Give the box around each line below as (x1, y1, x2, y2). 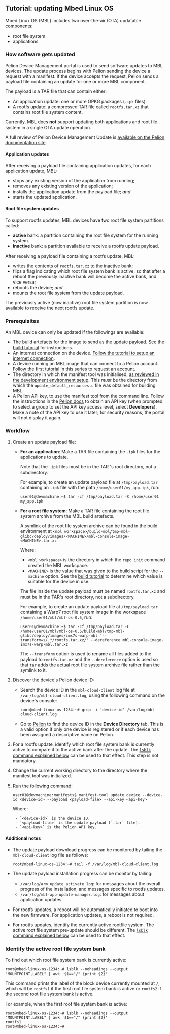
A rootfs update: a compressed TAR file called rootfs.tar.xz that (12, 104, 149, 110)
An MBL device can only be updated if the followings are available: (5, 329, 145, 335)
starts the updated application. (12, 194, 77, 200)
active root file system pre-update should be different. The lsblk (12, 927, 148, 933)
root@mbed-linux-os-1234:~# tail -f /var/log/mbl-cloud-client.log (12, 862, 158, 867)
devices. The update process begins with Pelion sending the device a (5, 68, 151, 74)
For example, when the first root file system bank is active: (5, 1000, 128, 1007)
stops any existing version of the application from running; (12, 178, 135, 184)
